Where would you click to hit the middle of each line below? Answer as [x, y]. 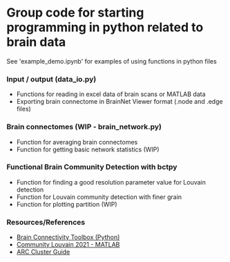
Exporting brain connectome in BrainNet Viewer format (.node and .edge [119, 102]
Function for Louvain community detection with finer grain [99, 197]
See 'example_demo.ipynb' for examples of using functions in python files [112, 61]
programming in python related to [105, 27]
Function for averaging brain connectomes [77, 142]
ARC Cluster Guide [43, 252]
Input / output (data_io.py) [51, 79]
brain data [36, 42]
